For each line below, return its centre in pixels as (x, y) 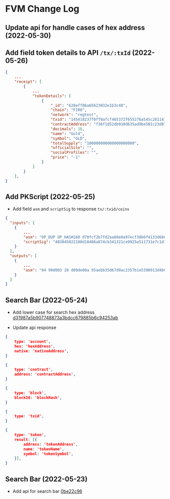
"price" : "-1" (65, 157)
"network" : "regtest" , (74, 115)
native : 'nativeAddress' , (42, 351)
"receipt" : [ (28, 82)
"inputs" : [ (23, 223)
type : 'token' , (30, 435)
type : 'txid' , (29, 416)
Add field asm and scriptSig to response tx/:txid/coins (71, 209)
